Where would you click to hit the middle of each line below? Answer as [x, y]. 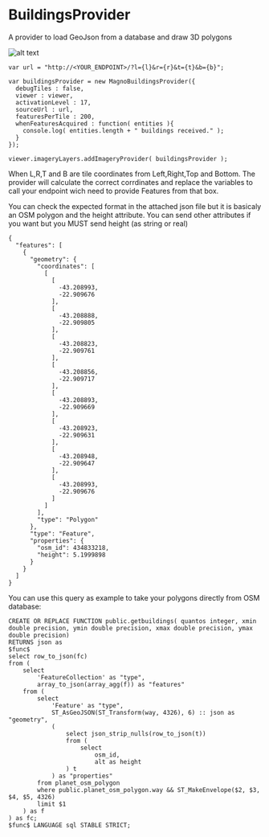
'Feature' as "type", [88, 705]
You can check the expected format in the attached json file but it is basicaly [135, 206]
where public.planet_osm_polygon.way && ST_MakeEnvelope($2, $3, [149, 790]
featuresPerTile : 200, [55, 117]
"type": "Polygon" [68, 519]
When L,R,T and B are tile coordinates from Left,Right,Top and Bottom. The [132, 174]
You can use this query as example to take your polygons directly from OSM [134, 597]
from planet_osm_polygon [79, 783]
